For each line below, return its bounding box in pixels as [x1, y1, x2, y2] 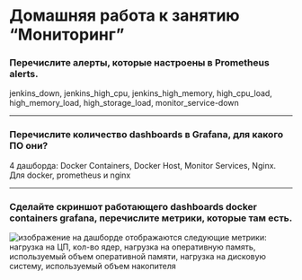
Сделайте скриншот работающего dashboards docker [9, 200, 258, 213]
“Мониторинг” [9, 24, 125, 45]
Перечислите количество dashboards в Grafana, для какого [9, 128, 284, 141]
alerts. [9, 68, 39, 81]
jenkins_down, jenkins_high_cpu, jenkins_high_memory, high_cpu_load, [9, 88, 272, 99]
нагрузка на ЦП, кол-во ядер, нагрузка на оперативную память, [9, 241, 256, 252]
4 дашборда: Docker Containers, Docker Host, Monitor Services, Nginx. [9, 160, 277, 171]
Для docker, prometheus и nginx [9, 170, 131, 180]
